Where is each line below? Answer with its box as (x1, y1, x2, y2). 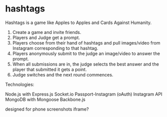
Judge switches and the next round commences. (12, 71, 113, 77)
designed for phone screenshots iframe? (5, 106, 89, 112)
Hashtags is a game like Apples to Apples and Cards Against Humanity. (5, 19, 152, 25)
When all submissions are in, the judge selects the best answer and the (12, 61, 159, 67)
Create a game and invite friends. (12, 29, 81, 35)
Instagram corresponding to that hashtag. (12, 45, 98, 51)
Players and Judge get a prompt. (12, 34, 80, 40)
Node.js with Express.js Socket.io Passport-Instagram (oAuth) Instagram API (5, 91, 162, 97)
